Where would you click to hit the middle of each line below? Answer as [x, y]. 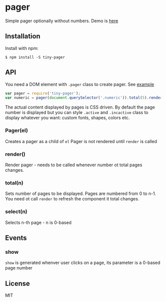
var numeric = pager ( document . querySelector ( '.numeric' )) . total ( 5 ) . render [84, 98]
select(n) [16, 212]
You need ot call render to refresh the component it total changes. [72, 199]
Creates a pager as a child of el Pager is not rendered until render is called [81, 141]
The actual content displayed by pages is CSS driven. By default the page [80, 107]
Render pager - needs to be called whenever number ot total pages [74, 165]
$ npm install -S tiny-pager [35, 57]
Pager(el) [17, 131]
